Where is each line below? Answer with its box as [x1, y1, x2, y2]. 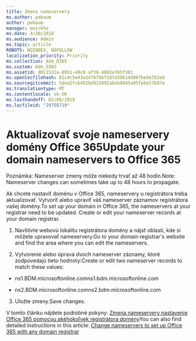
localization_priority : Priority [6, 53, 89, 59]
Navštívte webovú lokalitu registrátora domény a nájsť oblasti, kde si [14, 227, 181, 234]
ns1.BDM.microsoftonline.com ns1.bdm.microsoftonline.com [14, 275, 159, 282]
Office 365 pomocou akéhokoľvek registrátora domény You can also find [6, 316, 182, 323]
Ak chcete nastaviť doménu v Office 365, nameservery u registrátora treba [6, 190, 188, 197]
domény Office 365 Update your [6, 140, 165, 154]
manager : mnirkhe [6, 25, 49, 31]
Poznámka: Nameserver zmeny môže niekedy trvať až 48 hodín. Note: [6, 172, 176, 179]
